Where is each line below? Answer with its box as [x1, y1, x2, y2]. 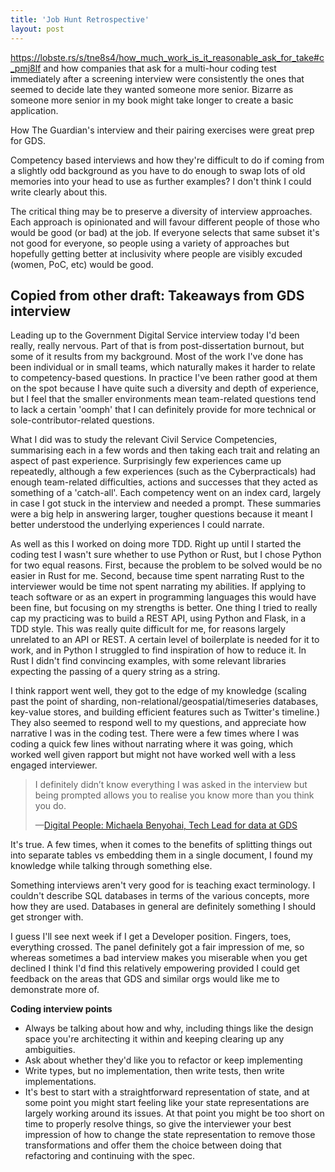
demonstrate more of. [10, 984, 100, 996]
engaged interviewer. [10, 759, 98, 771]
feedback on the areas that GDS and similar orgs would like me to [10, 973, 280, 985]
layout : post [10, 24, 65, 34]
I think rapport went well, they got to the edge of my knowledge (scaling [10, 685, 307, 697]
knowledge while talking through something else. [10, 860, 213, 872]
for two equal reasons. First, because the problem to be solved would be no [10, 559, 323, 571]
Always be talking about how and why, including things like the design [24, 1022, 314, 1035]
